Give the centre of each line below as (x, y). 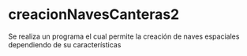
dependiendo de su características (65, 44)
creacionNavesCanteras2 (94, 15)
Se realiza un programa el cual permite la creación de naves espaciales (124, 36)
